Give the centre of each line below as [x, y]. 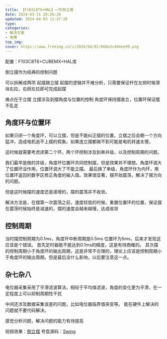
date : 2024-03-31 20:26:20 [33, 14]
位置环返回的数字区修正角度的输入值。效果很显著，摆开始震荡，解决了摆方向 [83, 175]
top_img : [14, 42]
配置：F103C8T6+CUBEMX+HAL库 [41, 61]
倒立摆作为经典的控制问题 [31, 72]
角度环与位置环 [28, 123]
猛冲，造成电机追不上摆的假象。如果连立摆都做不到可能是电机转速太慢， [79, 141]
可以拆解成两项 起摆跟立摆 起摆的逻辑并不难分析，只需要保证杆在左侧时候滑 [83, 82]
